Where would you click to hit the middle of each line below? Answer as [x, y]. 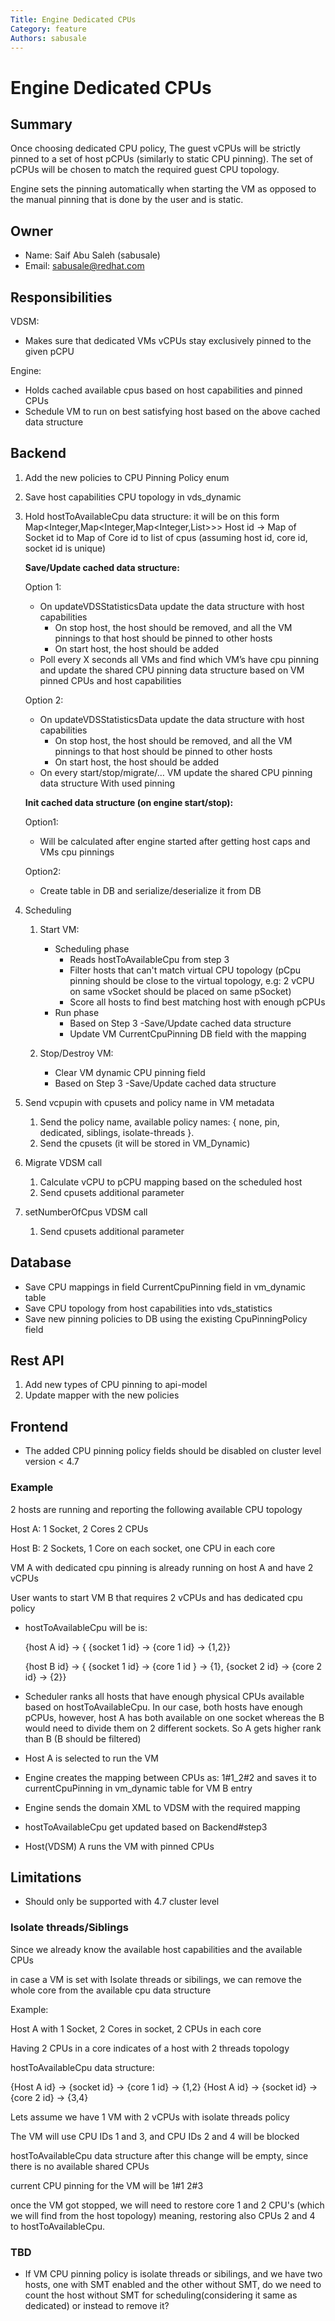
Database [41, 1262]
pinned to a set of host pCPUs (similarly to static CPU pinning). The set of [161, 159]
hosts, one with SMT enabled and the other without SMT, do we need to [173, 2284]
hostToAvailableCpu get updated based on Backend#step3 [146, 1827]
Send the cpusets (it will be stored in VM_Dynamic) [145, 1143]
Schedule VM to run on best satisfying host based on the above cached [172, 411]
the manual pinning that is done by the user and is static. [127, 200]
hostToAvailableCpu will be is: [86, 1627]
